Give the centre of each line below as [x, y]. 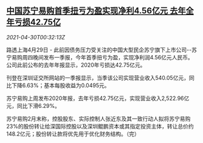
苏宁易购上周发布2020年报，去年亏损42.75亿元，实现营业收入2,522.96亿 [98, 98]
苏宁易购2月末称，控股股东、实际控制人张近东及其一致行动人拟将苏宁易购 [98, 118]
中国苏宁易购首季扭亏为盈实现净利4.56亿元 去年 [96, 11]
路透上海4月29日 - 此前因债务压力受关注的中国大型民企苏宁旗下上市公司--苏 [102, 50]
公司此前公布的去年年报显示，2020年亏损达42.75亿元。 [76, 65]
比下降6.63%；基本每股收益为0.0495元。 [58, 85]
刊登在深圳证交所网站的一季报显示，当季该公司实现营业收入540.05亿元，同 [100, 78]
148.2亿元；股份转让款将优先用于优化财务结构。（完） [73, 134]
